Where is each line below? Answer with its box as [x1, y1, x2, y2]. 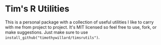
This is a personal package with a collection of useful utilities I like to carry [5, 19, 154, 25]
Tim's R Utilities [5, 3, 69, 14]
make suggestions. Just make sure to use [5, 29, 88, 35]
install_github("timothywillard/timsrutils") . [5, 34, 100, 40]
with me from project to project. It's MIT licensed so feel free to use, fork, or [5, 24, 157, 30]
